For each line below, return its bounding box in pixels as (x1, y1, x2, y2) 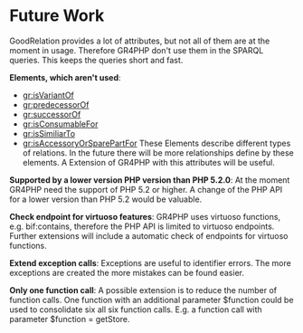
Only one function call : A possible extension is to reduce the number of (9, 284, 278, 295)
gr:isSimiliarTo (22, 128, 75, 138)
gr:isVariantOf (22, 90, 75, 100)
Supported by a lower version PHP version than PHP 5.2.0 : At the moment (9, 174, 290, 186)
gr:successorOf (22, 109, 81, 119)
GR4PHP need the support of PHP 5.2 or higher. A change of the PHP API (9, 184, 283, 195)
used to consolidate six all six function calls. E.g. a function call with (9, 304, 262, 315)
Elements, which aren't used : (9, 71, 121, 82)
